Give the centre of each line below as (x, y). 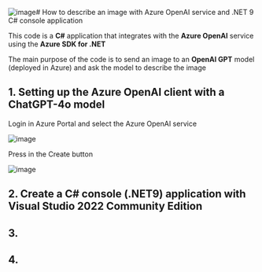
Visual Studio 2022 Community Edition (105, 206)
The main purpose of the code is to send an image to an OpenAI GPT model (131, 59)
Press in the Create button (50, 154)
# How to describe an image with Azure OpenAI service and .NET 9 (145, 12)
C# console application (46, 20)
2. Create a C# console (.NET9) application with (127, 194)
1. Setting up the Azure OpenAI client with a (116, 92)
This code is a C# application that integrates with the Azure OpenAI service (131, 36)
